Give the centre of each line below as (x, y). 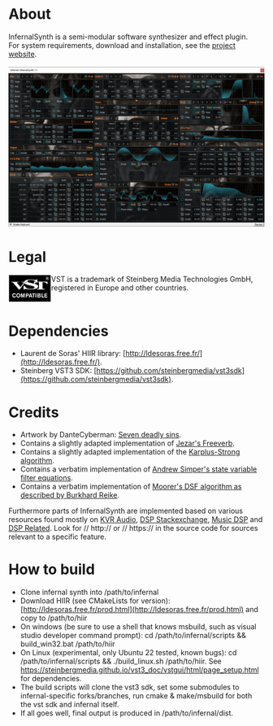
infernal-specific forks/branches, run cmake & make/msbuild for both (136, 696)
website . (23, 54)
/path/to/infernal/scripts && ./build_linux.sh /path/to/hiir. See (121, 661)
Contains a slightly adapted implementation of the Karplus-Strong (130, 452)
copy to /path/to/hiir (54, 618)
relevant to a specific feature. (58, 537)
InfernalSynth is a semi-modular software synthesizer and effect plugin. (128, 37)
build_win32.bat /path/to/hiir (67, 644)
